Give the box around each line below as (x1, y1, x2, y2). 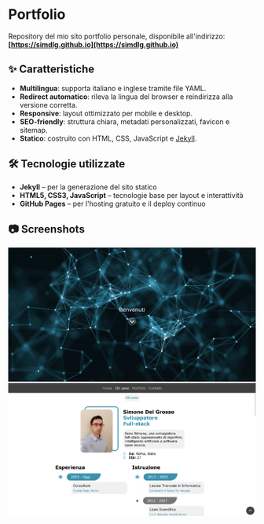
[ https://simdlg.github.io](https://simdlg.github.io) (8, 39, 179, 49)
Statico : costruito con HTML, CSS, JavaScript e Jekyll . (19, 134, 197, 143)
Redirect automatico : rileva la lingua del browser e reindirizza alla (19, 92, 233, 101)
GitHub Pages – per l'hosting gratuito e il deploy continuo (19, 199, 206, 208)
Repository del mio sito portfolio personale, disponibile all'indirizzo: (8, 31, 225, 41)
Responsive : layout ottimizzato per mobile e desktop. (19, 108, 193, 118)
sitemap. (19, 125, 48, 134)
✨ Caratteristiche (8, 63, 95, 76)
